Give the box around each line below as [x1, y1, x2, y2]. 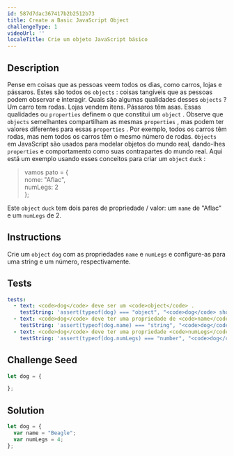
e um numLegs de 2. [7, 211, 61, 220]
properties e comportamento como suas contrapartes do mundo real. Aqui [7, 147, 223, 155]
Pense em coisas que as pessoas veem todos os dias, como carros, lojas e [7, 80, 222, 89]
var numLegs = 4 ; [13, 436, 64, 443]
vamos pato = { [24, 168, 68, 176]
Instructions [7, 231, 61, 243]
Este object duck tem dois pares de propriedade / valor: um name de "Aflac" [7, 204, 221, 212]
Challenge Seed [7, 354, 78, 366]
